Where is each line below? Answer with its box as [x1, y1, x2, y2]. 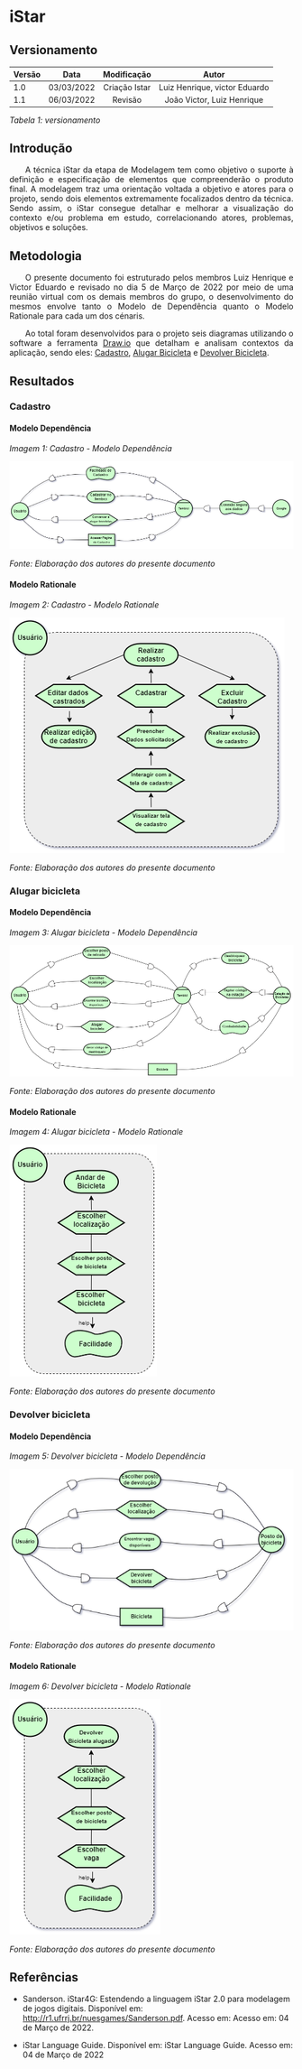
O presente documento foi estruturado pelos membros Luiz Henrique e [25, 273, 294, 283]
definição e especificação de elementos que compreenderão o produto [9, 174, 294, 185]
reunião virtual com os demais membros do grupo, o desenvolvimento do [9, 292, 294, 302]
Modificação [102, 69, 151, 79]
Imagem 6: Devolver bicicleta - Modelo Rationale [9, 1681, 192, 1692]
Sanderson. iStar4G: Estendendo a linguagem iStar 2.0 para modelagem [22, 1993, 291, 2005]
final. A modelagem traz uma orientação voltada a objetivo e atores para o [9, 183, 294, 195]
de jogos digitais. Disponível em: [22, 2003, 143, 2014]
